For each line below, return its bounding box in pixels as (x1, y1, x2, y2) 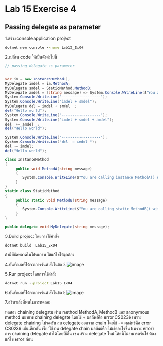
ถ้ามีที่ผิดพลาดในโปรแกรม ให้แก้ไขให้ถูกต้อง (5, 252, 75, 257)
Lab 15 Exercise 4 (5, 3, 77, 15)
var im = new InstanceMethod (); (5, 77, 70, 81)
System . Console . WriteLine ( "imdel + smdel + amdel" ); (5, 117, 114, 122)
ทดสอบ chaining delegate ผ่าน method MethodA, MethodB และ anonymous (5, 309, 149, 315)
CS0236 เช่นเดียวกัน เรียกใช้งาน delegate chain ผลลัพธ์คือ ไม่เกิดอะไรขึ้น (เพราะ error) (5, 325, 154, 331)
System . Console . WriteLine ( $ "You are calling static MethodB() (22, 207, 151, 212)
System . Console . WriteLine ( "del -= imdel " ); (5, 140, 97, 144)
